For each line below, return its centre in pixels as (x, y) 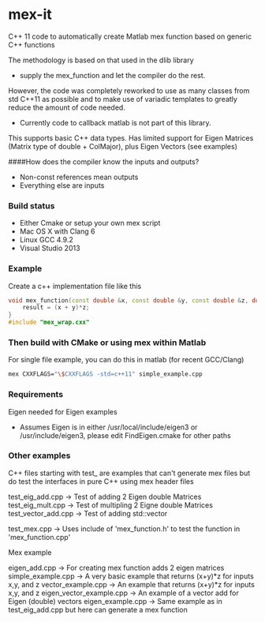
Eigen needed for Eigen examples (63, 411)
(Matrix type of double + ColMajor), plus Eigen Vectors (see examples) (123, 146)
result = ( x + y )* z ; (56, 308)
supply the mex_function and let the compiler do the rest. (112, 75)
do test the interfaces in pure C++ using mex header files (101, 481)
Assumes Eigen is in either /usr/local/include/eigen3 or (108, 427)
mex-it (30, 15)
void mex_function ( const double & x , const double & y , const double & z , (129, 300)
